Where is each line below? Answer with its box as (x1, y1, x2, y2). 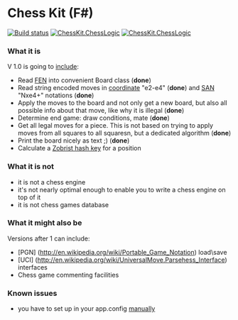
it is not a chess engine (17, 177, 86, 186)
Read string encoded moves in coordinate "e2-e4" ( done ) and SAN (17, 84, 215, 92)
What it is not (7, 162, 55, 172)
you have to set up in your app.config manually (17, 304, 156, 313)
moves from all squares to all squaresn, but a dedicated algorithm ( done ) (17, 129, 232, 138)
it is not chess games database (17, 200, 109, 209)
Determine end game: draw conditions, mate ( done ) (17, 114, 171, 122)
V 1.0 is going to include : (7, 62, 80, 71)
